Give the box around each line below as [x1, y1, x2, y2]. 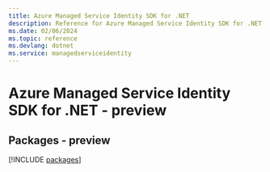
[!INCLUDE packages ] [8, 155, 82, 164]
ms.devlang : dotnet [8, 42, 74, 50]
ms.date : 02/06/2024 [8, 27, 78, 35]
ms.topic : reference [8, 34, 78, 43]
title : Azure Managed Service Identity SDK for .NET [8, 11, 190, 20]
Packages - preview [8, 133, 111, 147]
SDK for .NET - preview [8, 102, 167, 120]
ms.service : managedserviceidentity [8, 49, 132, 57]
